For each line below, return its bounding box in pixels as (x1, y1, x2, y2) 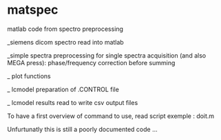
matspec (7, 2, 59, 18)
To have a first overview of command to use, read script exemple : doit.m (7, 112, 215, 120)
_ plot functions (7, 71, 51, 80)
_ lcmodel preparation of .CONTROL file (7, 85, 119, 93)
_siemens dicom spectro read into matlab (7, 38, 124, 46)
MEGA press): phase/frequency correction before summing (7, 58, 176, 67)
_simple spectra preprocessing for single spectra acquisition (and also (7, 51, 207, 60)
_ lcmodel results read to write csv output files (7, 98, 138, 106)
